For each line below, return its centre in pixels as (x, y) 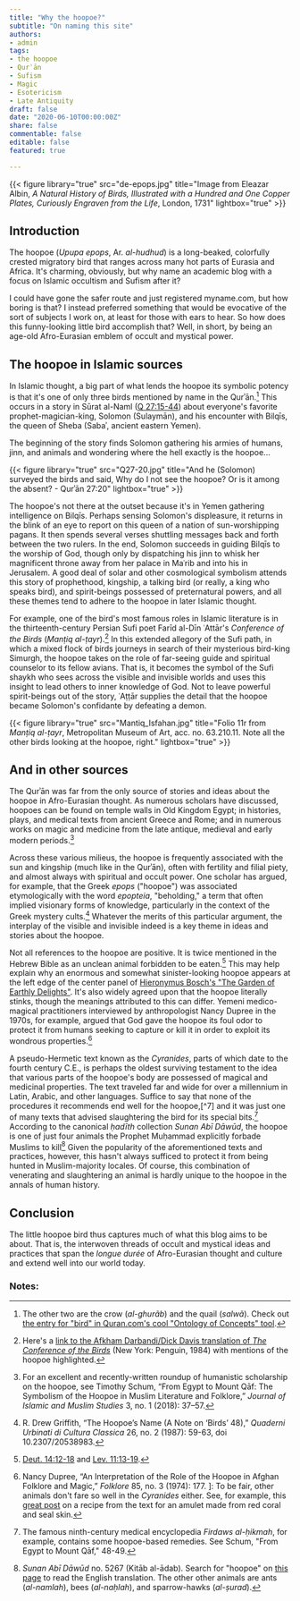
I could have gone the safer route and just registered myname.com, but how (149, 298)
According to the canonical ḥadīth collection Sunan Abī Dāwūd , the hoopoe (149, 1126)
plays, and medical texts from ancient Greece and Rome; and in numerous (146, 820)
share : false (33, 126)
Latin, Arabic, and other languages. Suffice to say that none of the (130, 1096)
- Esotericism (36, 92)
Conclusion (42, 1213)
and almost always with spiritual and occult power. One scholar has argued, (148, 877)
